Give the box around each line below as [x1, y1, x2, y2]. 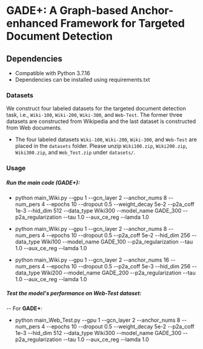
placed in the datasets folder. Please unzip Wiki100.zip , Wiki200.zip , [15, 142, 188, 150]
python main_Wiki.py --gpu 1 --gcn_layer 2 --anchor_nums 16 [15, 256, 170, 264]
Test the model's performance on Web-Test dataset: [6, 289, 142, 297]
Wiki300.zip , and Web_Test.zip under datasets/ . [15, 149, 135, 156]
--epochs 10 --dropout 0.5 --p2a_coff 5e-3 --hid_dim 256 [46, 263, 191, 270]
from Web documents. [6, 124, 62, 131]
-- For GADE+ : [6, 305, 42, 312]
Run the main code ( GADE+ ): [6, 179, 80, 186]
